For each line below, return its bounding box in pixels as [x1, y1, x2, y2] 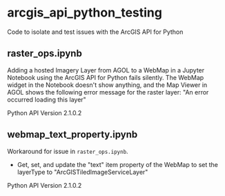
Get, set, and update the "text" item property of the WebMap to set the [17, 160, 219, 168]
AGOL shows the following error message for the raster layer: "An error [7, 88, 209, 96]
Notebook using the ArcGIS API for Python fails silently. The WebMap [7, 73, 204, 81]
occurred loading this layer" [7, 95, 86, 104]
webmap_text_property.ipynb [7, 129, 138, 141]
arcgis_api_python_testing [7, 5, 162, 21]
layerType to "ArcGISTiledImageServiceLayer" [17, 168, 148, 176]
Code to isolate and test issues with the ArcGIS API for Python [7, 28, 184, 36]
